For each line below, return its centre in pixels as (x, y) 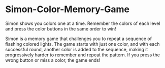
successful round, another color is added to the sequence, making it (77, 49)
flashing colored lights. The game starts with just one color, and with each (82, 44)
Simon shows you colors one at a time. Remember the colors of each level (83, 23)
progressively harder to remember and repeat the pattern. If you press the (82, 55)
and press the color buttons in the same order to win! (61, 28)
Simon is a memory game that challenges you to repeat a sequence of (79, 39)
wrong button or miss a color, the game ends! (53, 60)
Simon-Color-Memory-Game (67, 9)
